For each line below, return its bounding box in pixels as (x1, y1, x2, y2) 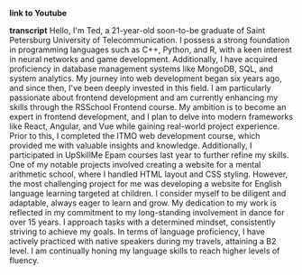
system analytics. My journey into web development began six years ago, (9, 73, 282, 84)
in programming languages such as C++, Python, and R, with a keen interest (9, 44, 293, 55)
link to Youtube (9, 8, 68, 18)
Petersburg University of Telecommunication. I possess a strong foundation (9, 35, 290, 45)
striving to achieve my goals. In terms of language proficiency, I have (9, 226, 266, 237)
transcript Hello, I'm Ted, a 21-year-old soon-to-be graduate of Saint (9, 25, 266, 35)
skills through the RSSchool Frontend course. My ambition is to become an (9, 102, 287, 112)
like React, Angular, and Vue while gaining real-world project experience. (9, 121, 280, 132)
